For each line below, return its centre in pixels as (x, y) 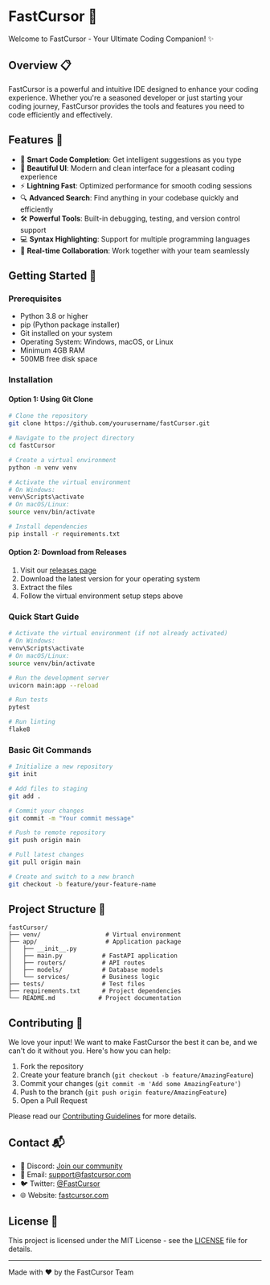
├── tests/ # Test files (77, 984)
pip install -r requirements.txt (64, 534)
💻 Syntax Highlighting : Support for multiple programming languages (135, 239)
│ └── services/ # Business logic (84, 977)
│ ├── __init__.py (43, 949)
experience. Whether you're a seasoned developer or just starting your (126, 97)
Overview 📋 (40, 66)
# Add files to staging (48, 788)
